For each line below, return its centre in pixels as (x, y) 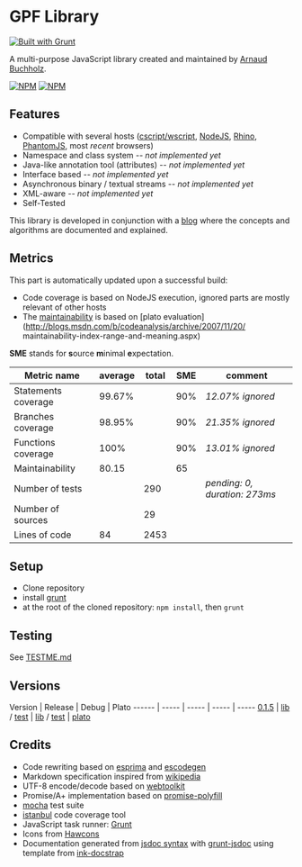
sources (31, 519)
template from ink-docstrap (73, 853)
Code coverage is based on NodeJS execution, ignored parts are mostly (156, 297)
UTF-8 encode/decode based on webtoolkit (104, 786)
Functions (35, 442)
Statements (38, 391)
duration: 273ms (241, 494)
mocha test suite (53, 805)
